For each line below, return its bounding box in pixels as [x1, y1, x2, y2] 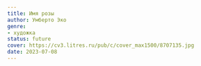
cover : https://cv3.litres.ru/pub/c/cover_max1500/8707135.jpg [7, 42, 195, 49]
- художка [7, 29, 36, 36]
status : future [7, 36, 51, 43]
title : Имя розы [7, 10, 54, 17]
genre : [7, 23, 26, 30]
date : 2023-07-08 [7, 49, 58, 56]
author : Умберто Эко [7, 16, 67, 23]
